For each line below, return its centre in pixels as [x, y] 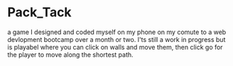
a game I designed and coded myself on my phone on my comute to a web [117, 32]
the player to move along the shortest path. [70, 55]
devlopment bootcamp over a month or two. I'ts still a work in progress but [116, 39]
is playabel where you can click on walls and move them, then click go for [115, 47]
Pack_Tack [40, 12]
